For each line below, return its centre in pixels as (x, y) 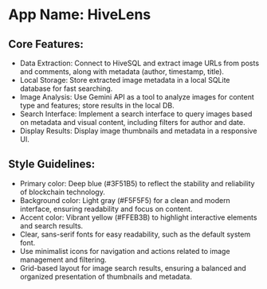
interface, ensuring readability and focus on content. (106, 209)
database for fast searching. (66, 88)
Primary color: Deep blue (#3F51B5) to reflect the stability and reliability (137, 183)
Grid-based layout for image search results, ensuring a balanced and (133, 268)
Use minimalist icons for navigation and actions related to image (125, 251)
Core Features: (46, 44)
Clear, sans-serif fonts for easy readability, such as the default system (135, 234)
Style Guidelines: (52, 164)
